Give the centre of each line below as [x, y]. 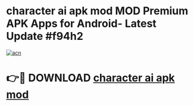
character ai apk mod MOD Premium [97, 11]
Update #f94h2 [45, 36]
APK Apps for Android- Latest [81, 24]
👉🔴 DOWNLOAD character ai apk [91, 78]
